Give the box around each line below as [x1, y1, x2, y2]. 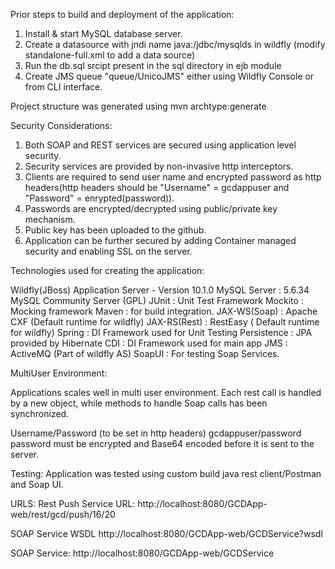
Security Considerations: [10, 120, 113, 131]
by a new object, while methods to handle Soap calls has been [10, 397, 268, 409]
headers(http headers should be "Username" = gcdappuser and [24, 182, 290, 193]
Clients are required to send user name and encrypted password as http [24, 171, 322, 183]
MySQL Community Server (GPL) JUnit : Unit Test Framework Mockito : [10, 295, 304, 306]
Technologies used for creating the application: [10, 265, 205, 276]
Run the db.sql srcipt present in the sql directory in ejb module [24, 60, 282, 71]
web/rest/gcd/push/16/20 [10, 509, 116, 520]
